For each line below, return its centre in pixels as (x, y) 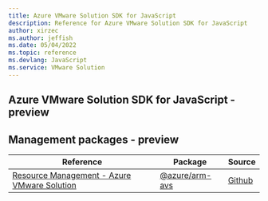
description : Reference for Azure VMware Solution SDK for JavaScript (128, 23)
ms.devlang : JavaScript (48, 61)
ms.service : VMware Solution (57, 68)
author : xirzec (33, 30)
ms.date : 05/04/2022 (43, 45)
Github (240, 180)
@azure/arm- (185, 175)
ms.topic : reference (43, 53)
